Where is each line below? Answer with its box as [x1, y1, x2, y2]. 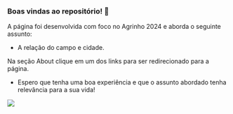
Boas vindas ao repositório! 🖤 [7, 6, 109, 16]
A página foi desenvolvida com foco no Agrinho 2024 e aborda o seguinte [7, 23, 221, 31]
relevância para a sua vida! [17, 86, 96, 94]
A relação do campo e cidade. [17, 44, 105, 52]
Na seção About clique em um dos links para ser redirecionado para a [7, 57, 209, 65]
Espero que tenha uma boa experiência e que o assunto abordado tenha [17, 78, 227, 87]
